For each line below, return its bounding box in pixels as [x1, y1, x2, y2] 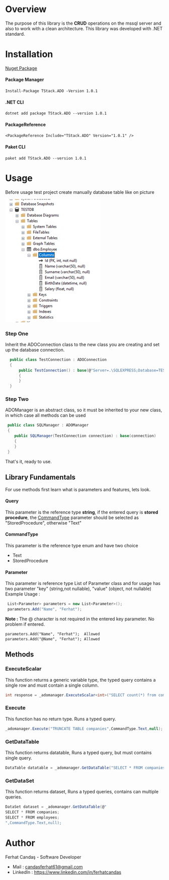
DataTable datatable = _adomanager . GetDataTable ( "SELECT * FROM [5, 765, 143, 770]
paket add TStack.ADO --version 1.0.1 [5, 156, 87, 161]
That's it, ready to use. [5, 458, 52, 464]
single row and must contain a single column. [5, 682, 99, 688]
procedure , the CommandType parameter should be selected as [5, 515, 139, 521]
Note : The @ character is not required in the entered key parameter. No [5, 616, 154, 622]
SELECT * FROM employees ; [5, 815, 59, 820]
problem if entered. [5, 621, 45, 627]
